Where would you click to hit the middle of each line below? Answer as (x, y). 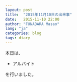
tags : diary (18, 38)
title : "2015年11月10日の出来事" (39, 15)
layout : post (19, 10)
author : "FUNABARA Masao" (32, 24)
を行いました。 (21, 74)
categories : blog (23, 33)
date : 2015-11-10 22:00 (32, 19)
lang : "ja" (17, 29)
